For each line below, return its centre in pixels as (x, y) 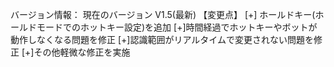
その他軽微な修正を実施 (82, 52)
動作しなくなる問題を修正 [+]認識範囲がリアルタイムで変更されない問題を (162, 39)
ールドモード (36, 27)
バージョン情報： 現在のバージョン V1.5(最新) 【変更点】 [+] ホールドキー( (163, 14)
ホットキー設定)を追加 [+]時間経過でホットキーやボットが (198, 27)
